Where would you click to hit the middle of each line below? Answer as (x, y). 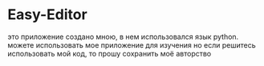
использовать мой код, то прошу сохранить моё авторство (110, 53)
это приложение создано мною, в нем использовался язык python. (123, 37)
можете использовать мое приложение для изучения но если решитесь (132, 45)
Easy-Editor (47, 15)
